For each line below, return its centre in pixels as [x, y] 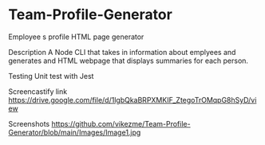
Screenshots [29, 123]
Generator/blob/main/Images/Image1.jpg [75, 132]
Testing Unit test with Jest [51, 76]
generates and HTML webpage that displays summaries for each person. [129, 61]
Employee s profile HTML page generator [76, 37]
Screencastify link [38, 91]
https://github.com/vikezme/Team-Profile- [121, 123]
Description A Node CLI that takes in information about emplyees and [122, 52]
